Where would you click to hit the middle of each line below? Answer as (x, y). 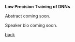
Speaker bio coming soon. (31, 25)
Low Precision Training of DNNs (37, 7)
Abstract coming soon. (28, 16)
